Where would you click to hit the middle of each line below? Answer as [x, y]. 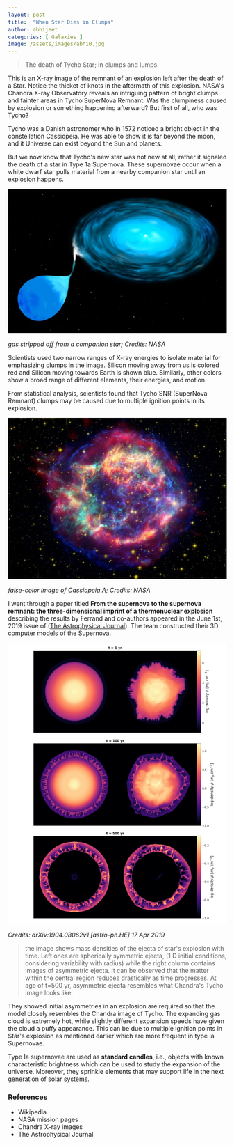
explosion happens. [36, 179]
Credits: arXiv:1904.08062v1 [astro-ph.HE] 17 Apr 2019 [86, 935]
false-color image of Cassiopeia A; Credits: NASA [80, 590]
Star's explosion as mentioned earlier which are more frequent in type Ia [111, 1036]
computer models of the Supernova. [60, 633]
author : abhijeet [33, 29]
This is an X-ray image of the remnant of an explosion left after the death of [116, 78]
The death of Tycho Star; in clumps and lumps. [92, 65]
